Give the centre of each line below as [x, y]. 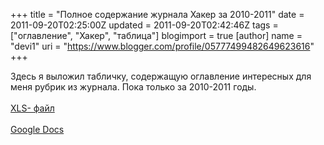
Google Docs [37, 129]
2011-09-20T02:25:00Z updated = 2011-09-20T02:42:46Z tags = [144, 25]
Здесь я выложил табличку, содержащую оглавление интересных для [161, 76]
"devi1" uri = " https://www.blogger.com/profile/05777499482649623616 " [162, 46]
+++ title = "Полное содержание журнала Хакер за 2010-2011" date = [157, 14]
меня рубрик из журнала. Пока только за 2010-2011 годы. [133, 87]
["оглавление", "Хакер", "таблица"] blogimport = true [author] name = [156, 35]
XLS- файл [32, 108]
